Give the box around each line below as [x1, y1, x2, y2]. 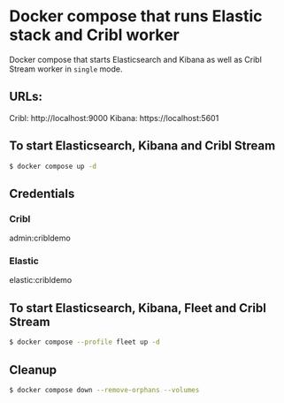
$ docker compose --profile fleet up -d [9, 338, 161, 346]
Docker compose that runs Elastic [9, 6, 263, 27]
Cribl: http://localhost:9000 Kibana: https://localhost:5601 [9, 112, 219, 123]
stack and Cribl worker [9, 25, 180, 45]
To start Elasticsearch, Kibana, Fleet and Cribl [9, 300, 267, 316]
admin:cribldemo [9, 232, 71, 244]
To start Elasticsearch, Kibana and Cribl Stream [9, 139, 276, 154]
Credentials [9, 186, 75, 201]
